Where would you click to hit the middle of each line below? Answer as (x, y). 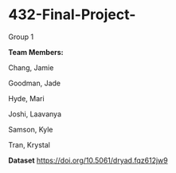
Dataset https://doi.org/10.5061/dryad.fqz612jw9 (88, 160)
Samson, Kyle (31, 129)
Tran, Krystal (29, 144)
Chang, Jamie (31, 67)
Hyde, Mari (27, 98)
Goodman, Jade (35, 83)
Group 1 (21, 37)
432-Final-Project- (72, 15)
